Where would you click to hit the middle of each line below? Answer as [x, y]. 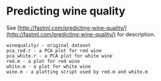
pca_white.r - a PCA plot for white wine [60, 56]
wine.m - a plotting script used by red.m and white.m [77, 72]
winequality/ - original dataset [49, 45]
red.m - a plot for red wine [43, 61]
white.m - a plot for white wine [49, 66]
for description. [136, 34]
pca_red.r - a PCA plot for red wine [54, 50]
